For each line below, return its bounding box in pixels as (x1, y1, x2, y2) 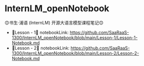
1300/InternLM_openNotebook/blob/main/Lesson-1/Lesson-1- (11, 35, 138, 41)
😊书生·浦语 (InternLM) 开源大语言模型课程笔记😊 (4, 20, 104, 25)
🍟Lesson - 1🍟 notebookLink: (11, 29, 69, 35)
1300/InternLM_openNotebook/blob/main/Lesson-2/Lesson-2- (11, 50, 139, 56)
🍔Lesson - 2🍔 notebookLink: (11, 45, 70, 51)
